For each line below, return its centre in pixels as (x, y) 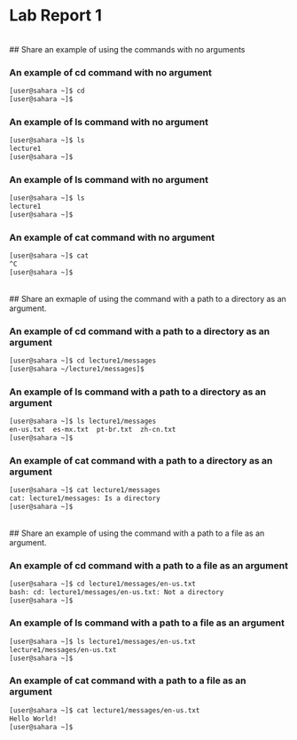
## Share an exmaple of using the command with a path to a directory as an (148, 298)
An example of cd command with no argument (111, 72)
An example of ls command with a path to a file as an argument (147, 623)
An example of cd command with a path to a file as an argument (148, 565)
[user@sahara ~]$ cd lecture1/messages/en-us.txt (103, 584)
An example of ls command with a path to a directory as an (138, 392)
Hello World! (33, 719)
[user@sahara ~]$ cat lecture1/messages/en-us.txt (105, 710)
